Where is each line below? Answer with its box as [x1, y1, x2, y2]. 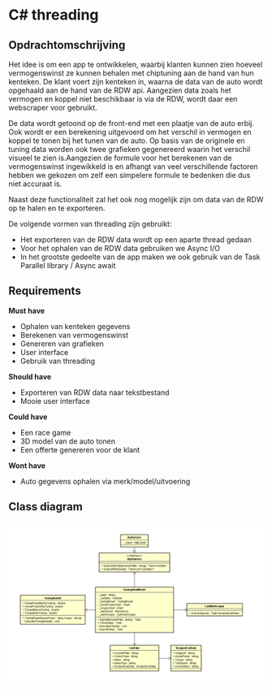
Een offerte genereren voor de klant [19, 444, 140, 454]
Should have [8, 371, 52, 381]
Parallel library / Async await [19, 261, 116, 270]
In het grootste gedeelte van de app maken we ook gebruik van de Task [19, 252, 261, 262]
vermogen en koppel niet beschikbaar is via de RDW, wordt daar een [8, 94, 238, 103]
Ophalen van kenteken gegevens [19, 321, 131, 331]
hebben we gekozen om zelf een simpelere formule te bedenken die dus [8, 171, 251, 180]
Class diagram [8, 500, 83, 513]
